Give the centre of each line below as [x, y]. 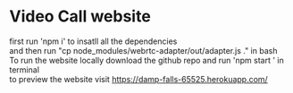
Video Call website [80, 17]
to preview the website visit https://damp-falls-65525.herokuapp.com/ [138, 79]
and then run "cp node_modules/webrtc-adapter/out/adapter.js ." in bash [143, 50]
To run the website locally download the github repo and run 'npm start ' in [146, 60]
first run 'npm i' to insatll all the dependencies [93, 41]
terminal [25, 70]
